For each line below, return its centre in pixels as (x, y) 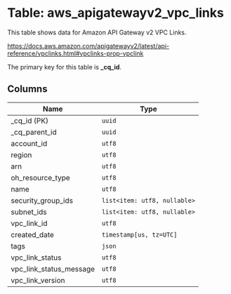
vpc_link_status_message (53, 269)
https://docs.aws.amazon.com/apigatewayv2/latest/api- (88, 46)
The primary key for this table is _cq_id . (64, 67)
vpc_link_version (38, 280)
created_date (33, 234)
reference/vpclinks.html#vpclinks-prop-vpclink (75, 53)
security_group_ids (42, 200)
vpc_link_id (29, 223)
